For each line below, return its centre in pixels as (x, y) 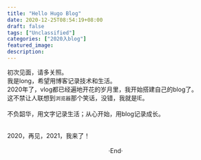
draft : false (26, 26)
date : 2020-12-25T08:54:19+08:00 (55, 20)
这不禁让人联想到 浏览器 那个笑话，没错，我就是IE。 (78, 98)
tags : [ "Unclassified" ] (41, 33)
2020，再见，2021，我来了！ (49, 135)
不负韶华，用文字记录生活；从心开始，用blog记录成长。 (86, 113)
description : (26, 52)
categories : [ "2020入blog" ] (47, 39)
